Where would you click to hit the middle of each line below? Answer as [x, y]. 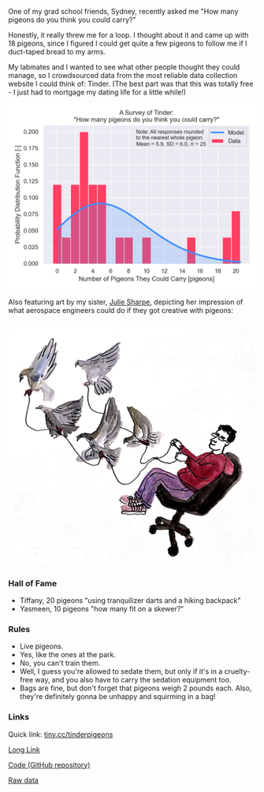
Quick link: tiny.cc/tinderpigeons [61, 734]
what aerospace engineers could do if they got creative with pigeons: [121, 310]
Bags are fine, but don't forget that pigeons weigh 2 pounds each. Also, [136, 688]
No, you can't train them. [60, 663]
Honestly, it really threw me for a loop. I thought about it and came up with [128, 35]
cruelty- [237, 671]
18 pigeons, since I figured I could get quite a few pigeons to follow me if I [128, 43]
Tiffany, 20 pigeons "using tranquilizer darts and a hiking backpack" [130, 600]
